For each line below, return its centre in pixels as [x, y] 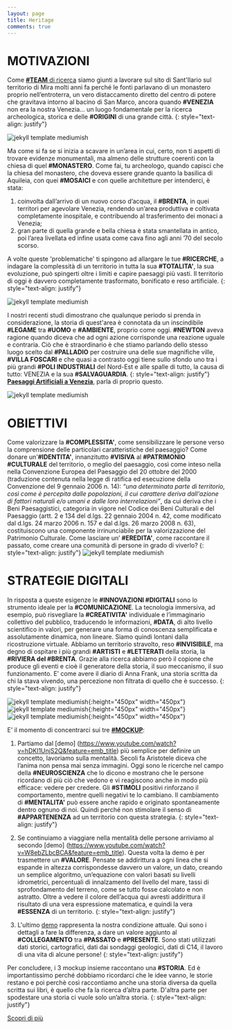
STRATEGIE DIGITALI [68, 581]
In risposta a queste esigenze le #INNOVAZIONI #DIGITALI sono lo [102, 600]
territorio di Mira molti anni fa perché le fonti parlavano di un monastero [109, 87]
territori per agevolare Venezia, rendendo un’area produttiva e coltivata [118, 209]
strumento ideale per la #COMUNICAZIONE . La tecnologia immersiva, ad [111, 607]
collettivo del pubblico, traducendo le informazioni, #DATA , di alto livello [110, 622]
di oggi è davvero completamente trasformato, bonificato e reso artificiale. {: [116, 281]
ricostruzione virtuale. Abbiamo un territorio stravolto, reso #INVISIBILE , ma [115, 644]
